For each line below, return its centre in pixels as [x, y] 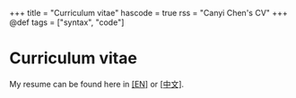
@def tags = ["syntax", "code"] [67, 22]
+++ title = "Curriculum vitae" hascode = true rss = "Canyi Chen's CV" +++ [149, 13]
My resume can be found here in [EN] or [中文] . [97, 84]
